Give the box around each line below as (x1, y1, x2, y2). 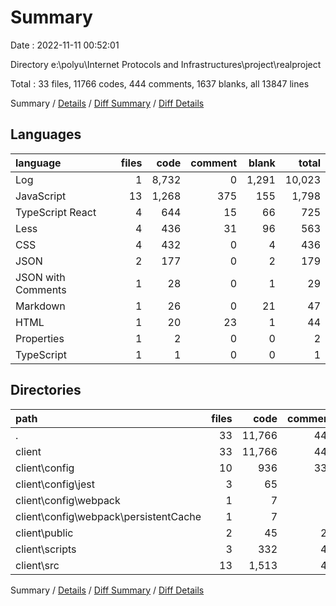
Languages (10, 126, 82, 143)
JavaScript (15, 189, 67, 203)
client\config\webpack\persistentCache (15, 509, 202, 523)
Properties (15, 331, 65, 345)
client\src (15, 558, 60, 572)
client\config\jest (15, 477, 95, 491)
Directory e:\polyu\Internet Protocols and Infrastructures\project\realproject (10, 58, 322, 70)
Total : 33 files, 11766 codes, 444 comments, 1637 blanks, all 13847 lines (10, 77, 310, 90)
